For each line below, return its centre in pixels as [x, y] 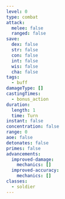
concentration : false [33, 127]
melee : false [27, 28]
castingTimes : [24, 94]
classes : [17, 181]
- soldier [23, 187]
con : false [25, 55]
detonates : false [27, 143]
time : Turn [25, 115]
